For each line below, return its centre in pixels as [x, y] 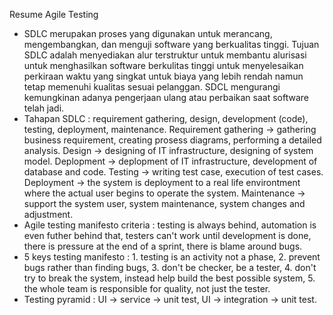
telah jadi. [44, 108]
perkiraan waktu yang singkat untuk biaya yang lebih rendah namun [163, 76]
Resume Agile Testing [54, 14]
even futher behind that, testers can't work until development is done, [167, 235]
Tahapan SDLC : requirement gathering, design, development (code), [166, 118]
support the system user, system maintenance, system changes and [164, 203]
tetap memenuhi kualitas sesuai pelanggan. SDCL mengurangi [152, 87]
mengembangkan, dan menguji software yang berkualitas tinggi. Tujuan [171, 44]
